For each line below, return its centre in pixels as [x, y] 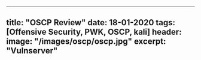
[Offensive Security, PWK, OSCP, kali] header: [94, 32]
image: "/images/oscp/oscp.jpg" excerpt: [86, 42]
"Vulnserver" [32, 51]
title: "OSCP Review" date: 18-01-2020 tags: [91, 22]
